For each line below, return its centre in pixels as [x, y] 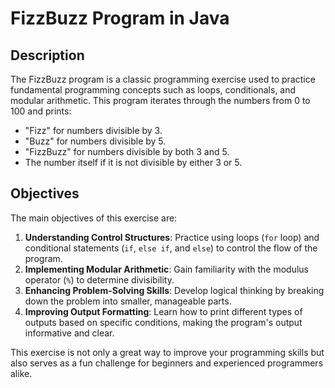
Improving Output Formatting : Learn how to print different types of [163, 311]
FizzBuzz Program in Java [120, 18]
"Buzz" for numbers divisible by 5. [95, 141]
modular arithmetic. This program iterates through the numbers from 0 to [160, 100]
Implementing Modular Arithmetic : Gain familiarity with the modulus [166, 269]
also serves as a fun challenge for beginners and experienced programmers [167, 363]
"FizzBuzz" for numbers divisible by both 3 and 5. [127, 151]
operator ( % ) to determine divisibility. [99, 279]
